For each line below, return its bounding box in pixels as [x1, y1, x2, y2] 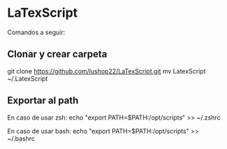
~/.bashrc [7, 134, 36, 143]
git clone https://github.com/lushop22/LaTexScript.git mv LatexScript [7, 66, 206, 75]
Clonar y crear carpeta [7, 48, 108, 60]
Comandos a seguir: [7, 28, 66, 36]
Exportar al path [7, 94, 79, 106]
